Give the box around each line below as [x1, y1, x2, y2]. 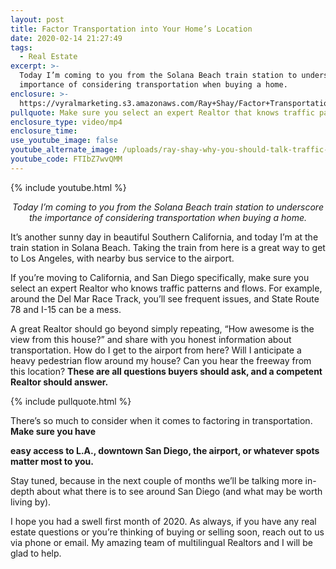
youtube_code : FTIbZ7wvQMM [10, 154, 123, 164]
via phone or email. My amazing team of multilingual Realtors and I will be [10, 536, 313, 548]
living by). [10, 496, 52, 508]
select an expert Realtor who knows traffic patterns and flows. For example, [10, 282, 323, 294]
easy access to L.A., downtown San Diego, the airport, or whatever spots [10, 444, 320, 456]
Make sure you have [10, 425, 97, 437]
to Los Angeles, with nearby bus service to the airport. [10, 252, 235, 264]
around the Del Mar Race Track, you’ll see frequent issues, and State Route [10, 292, 320, 305]
